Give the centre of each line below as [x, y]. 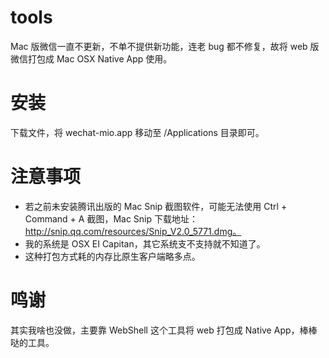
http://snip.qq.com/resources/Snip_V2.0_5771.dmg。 [133, 231]
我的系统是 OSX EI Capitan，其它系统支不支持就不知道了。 [145, 243]
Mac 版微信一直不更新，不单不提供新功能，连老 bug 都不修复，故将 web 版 [165, 46]
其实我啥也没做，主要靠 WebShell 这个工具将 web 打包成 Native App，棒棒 [164, 330]
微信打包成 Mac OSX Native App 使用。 [91, 58]
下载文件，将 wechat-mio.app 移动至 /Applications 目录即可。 [137, 132]
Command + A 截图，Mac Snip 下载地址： [111, 218]
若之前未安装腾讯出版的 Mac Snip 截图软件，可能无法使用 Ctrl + [156, 206]
